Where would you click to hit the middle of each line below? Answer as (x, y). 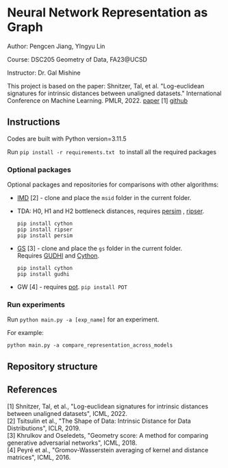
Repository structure (52, 366)
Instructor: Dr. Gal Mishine (44, 73)
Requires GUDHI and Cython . (58, 256)
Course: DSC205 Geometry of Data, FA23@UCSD (77, 59)
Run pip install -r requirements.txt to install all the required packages (112, 151)
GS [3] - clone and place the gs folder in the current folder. (100, 249)
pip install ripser (45, 230)
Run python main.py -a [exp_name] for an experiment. (83, 319)
